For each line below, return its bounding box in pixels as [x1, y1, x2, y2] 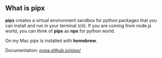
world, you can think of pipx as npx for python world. [5, 27, 115, 34]
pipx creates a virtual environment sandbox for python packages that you [5, 17, 157, 23]
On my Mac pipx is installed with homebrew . [5, 37, 98, 43]
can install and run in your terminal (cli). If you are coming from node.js [5, 22, 151, 28]
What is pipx [5, 4, 45, 12]
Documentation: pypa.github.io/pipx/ [5, 47, 81, 53]
